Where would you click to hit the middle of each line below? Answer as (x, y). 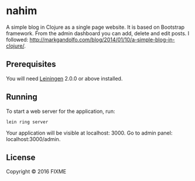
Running (22, 97)
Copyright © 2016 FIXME (36, 172)
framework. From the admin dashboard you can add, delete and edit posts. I (98, 33)
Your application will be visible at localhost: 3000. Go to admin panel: (89, 133)
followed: (17, 39)
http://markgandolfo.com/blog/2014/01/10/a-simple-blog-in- (102, 39)
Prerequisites (31, 64)
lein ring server (27, 122)
